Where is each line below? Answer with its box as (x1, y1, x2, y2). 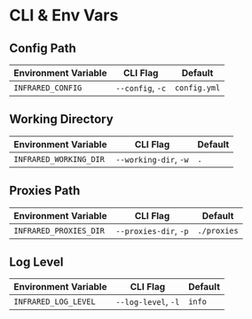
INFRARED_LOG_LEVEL (13, 297, 96, 307)
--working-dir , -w (114, 152, 189, 165)
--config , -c (114, 82, 167, 94)
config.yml (174, 83, 221, 93)
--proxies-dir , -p (114, 224, 189, 237)
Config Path (9, 41, 77, 56)
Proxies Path (9, 183, 81, 198)
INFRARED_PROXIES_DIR (13, 225, 105, 236)
